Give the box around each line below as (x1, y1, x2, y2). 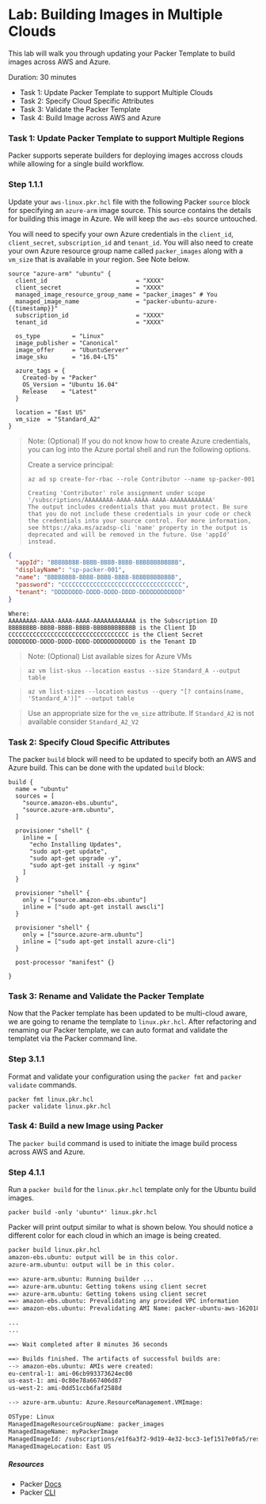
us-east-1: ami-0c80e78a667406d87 (8, 1376, 123, 1385)
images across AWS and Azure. (8, 57, 111, 67)
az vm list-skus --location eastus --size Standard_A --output (27, 667, 241, 675)
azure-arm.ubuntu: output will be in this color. (8, 1261, 176, 1269)
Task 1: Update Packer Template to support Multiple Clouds (19, 87, 214, 97)
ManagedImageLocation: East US (8, 1442, 112, 1450)
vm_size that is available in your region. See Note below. (8, 254, 190, 264)
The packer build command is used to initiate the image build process (8, 1138, 237, 1148)
